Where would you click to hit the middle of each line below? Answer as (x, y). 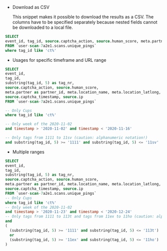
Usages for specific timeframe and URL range (59, 60)
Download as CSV (31, 7)
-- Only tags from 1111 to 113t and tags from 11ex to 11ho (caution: (80, 217)
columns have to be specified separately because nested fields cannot (85, 22)
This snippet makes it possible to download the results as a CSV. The (83, 17)
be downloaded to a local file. (42, 27)
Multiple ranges (28, 152)
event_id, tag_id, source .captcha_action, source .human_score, (72, 41)
